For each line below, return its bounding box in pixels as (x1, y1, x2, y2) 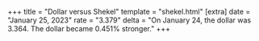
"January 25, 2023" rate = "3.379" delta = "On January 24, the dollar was (7, 15, 252, 25)
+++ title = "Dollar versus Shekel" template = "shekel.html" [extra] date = (7, 7, 251, 16)
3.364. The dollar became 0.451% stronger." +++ (7, 24, 171, 33)
